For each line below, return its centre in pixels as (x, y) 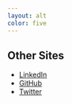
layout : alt (27, 16)
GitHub (30, 83)
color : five (27, 23)
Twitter (30, 92)
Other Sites (36, 56)
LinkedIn (33, 75)
